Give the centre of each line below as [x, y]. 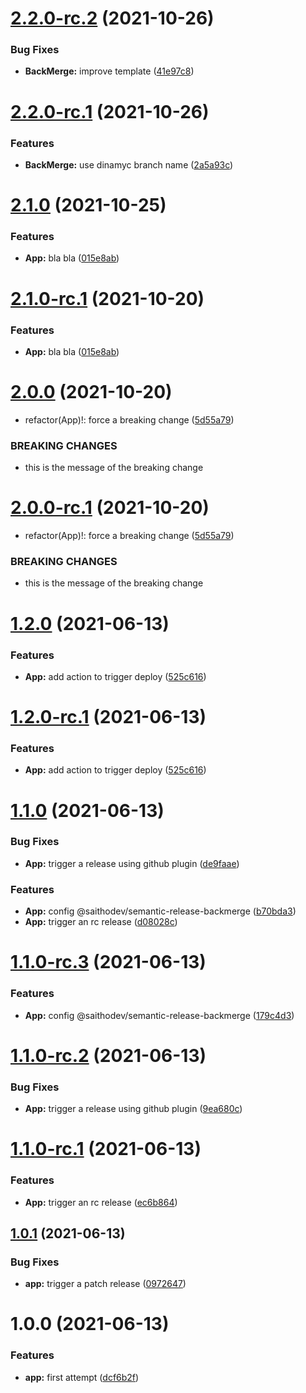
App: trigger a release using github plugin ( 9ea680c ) [133, 1109]
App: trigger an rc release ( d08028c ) [101, 922]
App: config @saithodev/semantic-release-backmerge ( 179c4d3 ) [159, 1015]
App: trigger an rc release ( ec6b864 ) [101, 1202]
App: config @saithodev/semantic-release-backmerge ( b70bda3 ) [160, 911]
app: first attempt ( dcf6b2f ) [82, 1377]
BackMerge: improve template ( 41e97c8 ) [109, 71]
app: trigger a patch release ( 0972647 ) [105, 1284]
